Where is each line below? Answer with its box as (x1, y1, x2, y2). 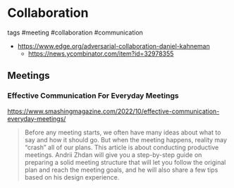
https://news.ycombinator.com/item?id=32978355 (27, 49, 174, 58)
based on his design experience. (24, 173, 120, 181)
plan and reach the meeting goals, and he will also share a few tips (24, 165, 218, 174)
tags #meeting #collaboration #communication (7, 28, 143, 37)
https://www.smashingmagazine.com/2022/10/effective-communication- (7, 107, 220, 115)
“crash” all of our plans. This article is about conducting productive (24, 143, 219, 151)
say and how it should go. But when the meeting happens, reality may (24, 135, 228, 144)
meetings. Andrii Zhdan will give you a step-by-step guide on (24, 150, 202, 159)
